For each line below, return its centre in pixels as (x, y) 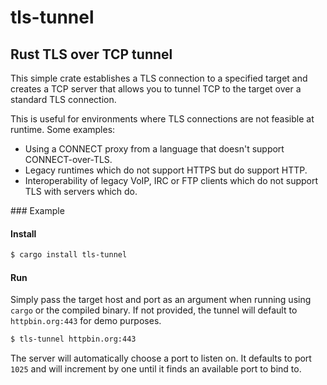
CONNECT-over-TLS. (68, 159)
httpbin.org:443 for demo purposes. (86, 321)
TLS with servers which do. (81, 191)
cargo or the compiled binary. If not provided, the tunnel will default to (154, 310)
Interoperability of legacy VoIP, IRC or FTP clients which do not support (171, 180)
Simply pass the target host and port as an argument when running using (161, 300)
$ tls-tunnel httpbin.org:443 (73, 339)
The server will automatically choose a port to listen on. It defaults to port (161, 358)
